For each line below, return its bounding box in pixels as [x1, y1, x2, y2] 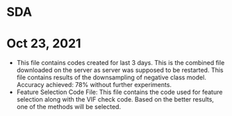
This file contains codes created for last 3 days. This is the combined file [16, 59, 225, 67]
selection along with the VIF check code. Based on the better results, [16, 95, 215, 104]
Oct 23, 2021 [6, 36, 81, 52]
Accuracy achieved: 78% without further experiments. [16, 81, 172, 89]
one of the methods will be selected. [16, 103, 122, 111]
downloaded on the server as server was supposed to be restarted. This [16, 66, 224, 75]
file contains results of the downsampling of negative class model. [16, 73, 206, 81]
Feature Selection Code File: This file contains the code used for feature [16, 88, 223, 97]
